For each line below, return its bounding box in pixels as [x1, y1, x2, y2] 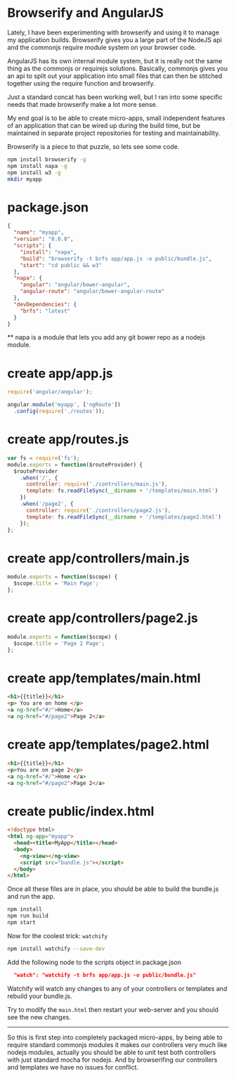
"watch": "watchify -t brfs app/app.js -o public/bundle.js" [13, 971, 197, 978]
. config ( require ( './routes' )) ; [13, 408, 105, 415]
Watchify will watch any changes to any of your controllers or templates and [7, 984, 228, 992]
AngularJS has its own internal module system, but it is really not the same [7, 56, 223, 65]
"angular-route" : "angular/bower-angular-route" [20, 288, 165, 295]
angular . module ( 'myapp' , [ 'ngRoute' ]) [7, 401, 121, 408]
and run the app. [7, 892, 55, 901]
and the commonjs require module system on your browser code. [7, 43, 197, 51]
